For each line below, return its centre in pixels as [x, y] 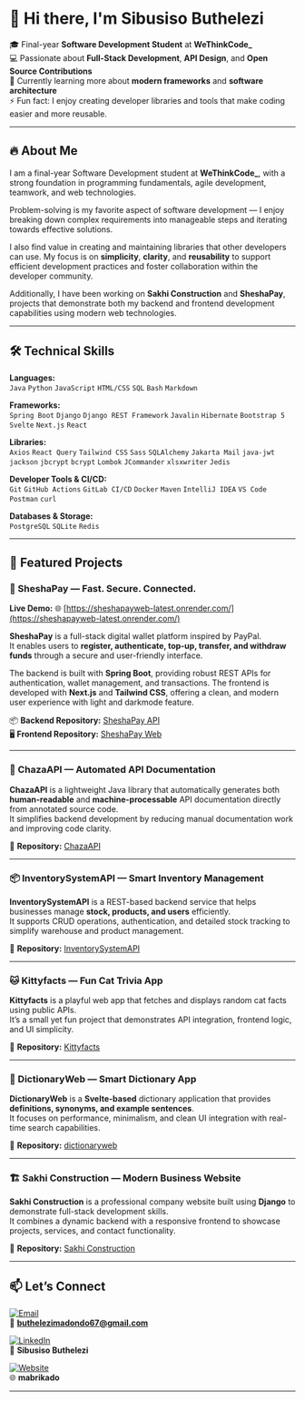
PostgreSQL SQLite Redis [54, 526]
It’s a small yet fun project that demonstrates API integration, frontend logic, [151, 1020]
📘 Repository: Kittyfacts [55, 1047]
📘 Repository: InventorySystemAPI [75, 948]
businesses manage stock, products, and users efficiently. [120, 911]
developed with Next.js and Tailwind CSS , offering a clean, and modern [144, 693]
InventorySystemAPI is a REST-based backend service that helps [133, 901]
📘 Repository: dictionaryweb [64, 1145]
